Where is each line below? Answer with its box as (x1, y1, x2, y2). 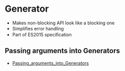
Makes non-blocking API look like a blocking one (12, 20, 115, 26)
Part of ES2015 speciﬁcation (12, 31, 72, 38)
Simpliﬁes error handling (12, 25, 64, 31)
